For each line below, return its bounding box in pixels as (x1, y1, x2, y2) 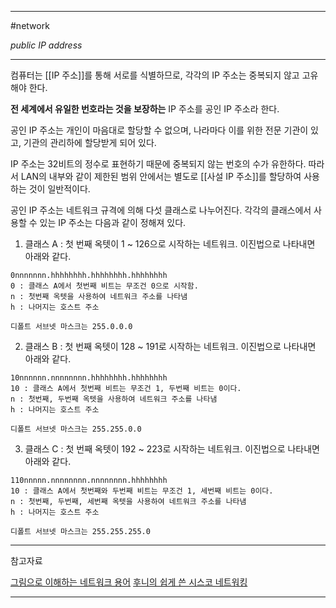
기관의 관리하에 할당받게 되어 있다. (23, 137, 157, 148)
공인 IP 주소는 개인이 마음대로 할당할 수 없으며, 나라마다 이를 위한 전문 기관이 (10, 124, 309, 136)
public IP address (10, 39, 83, 51)
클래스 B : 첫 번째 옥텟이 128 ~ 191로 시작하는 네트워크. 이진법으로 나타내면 (24, 341, 317, 352)
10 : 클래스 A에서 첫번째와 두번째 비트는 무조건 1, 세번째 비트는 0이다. (10, 486, 274, 496)
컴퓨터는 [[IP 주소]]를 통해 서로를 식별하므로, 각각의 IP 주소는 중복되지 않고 (10, 69, 300, 81)
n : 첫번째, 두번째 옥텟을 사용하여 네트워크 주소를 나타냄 (10, 394, 218, 404)
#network (10, 20, 50, 31)
